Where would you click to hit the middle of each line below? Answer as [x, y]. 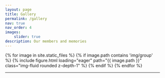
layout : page [18, 10]
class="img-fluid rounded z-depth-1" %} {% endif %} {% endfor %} [74, 65]
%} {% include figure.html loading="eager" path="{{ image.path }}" [73, 60]
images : [13, 32]
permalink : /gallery [26, 19]
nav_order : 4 [18, 28]
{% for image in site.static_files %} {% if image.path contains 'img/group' [79, 55]
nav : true [15, 23]
